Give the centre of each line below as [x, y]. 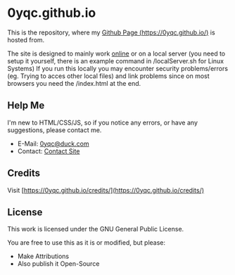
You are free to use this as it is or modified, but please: [87, 243]
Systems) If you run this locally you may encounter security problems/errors [118, 68]
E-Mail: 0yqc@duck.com [53, 143]
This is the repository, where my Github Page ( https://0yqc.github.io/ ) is [112, 32]
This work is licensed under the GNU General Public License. [96, 229]
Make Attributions [43, 256]
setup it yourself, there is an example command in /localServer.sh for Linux [115, 60]
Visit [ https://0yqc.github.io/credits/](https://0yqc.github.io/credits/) [106, 190]
